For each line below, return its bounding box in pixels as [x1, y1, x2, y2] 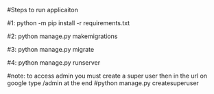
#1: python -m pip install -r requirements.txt [7, 19, 130, 27]
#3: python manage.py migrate [7, 46, 95, 53]
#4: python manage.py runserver [7, 59, 101, 67]
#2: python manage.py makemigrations [7, 32, 118, 40]
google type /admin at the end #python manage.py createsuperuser [7, 79, 199, 87]
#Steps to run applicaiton [7, 6, 79, 14]
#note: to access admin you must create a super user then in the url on [7, 72, 208, 80]
